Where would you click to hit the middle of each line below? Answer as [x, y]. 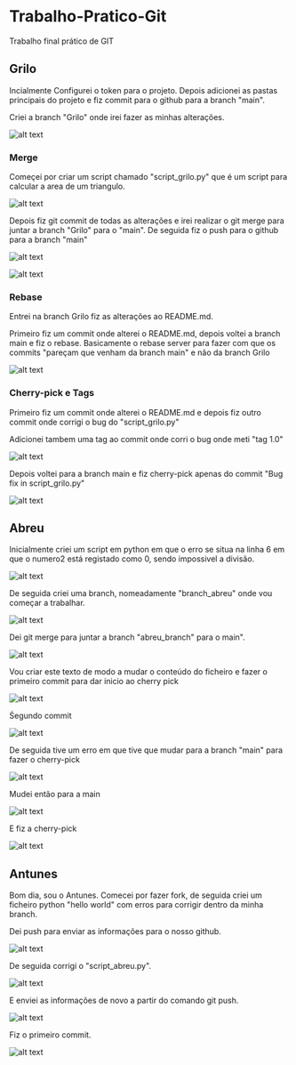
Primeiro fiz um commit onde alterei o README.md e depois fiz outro [136, 412]
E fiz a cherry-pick [43, 828]
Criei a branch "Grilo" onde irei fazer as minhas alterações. [117, 117]
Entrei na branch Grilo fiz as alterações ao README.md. [111, 317]
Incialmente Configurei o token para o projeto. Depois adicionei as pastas [144, 90]
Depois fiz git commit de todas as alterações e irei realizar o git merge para [147, 221]
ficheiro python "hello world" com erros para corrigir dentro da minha [136, 905]
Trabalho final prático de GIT [61, 41]
